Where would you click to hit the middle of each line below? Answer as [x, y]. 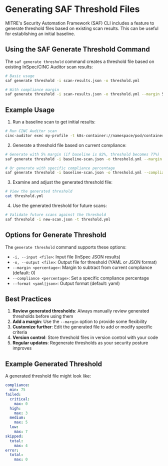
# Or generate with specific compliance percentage [60, 168]
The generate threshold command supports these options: [66, 247]
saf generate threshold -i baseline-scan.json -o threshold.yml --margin [84, 159]
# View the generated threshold [39, 191]
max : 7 [21, 431]
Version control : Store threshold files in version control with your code [85, 337]
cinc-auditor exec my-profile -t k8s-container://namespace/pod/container [85, 135]
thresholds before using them [43, 316]
